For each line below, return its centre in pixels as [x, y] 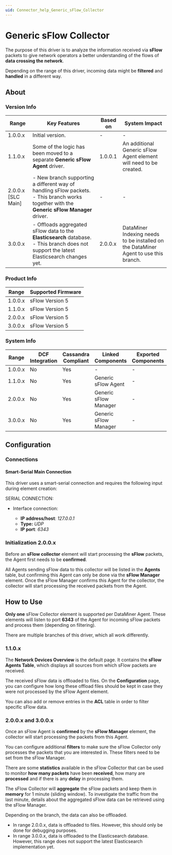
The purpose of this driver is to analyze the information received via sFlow [84, 50]
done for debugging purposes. [45, 830]
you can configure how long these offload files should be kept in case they [84, 686]
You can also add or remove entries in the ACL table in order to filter [77, 701]
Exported [148, 354]
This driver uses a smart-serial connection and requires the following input [84, 483]
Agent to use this [143, 253]
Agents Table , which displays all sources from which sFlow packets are [81, 665]
